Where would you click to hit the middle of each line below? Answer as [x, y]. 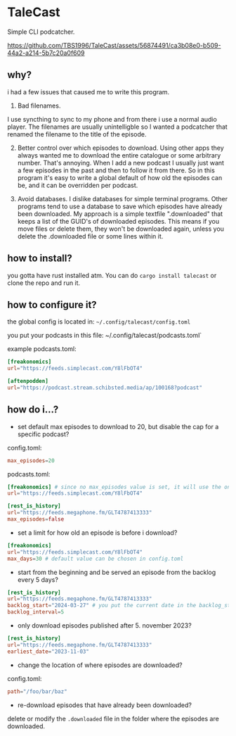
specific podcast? [43, 434]
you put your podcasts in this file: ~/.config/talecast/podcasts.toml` [105, 336]
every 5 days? [38, 579]
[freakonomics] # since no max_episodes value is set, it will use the [114, 487]
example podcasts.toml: [42, 349]
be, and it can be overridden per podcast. [78, 185]
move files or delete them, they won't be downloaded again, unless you [121, 229]
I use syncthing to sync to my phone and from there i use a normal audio [112, 119]
